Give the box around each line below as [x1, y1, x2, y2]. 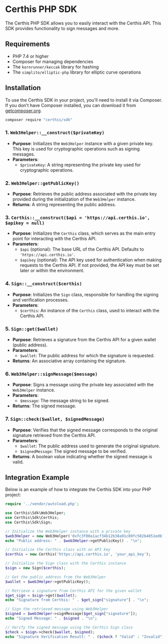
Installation [5, 84, 41, 92]
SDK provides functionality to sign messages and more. [5, 25, 120, 31]
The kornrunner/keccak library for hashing [12, 64, 99, 70]
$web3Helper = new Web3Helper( [5, 533, 70, 538]
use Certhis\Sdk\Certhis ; [5, 515, 59, 520]
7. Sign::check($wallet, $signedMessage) [5, 415, 105, 422]
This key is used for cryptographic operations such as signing [12, 146, 140, 152]
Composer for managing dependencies [12, 59, 93, 65]
